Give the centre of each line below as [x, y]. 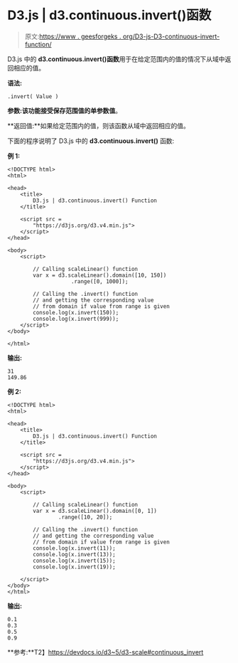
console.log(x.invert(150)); [76, 312]
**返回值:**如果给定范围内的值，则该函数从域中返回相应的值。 [99, 125]
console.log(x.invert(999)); [76, 319]
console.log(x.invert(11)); [74, 548]
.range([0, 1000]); [100, 281]
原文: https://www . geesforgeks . [73, 36]
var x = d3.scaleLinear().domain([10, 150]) [100, 275]
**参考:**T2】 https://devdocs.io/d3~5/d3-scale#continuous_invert [106, 652]
